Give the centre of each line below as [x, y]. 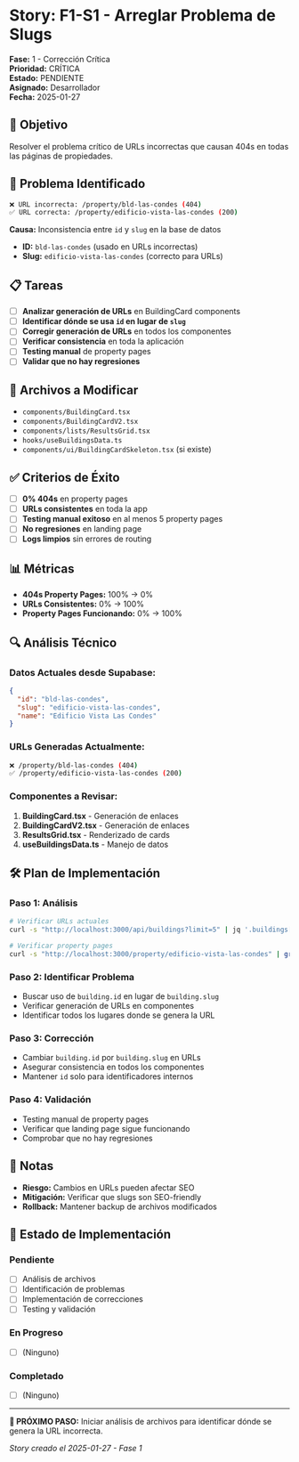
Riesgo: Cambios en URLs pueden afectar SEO [108, 1187]
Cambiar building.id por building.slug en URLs [112, 1058]
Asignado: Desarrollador [55, 87]
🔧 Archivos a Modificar [74, 390]
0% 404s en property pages [75, 499]
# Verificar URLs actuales [59, 922]
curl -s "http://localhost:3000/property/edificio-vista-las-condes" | [145, 954]
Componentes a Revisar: [64, 796]
